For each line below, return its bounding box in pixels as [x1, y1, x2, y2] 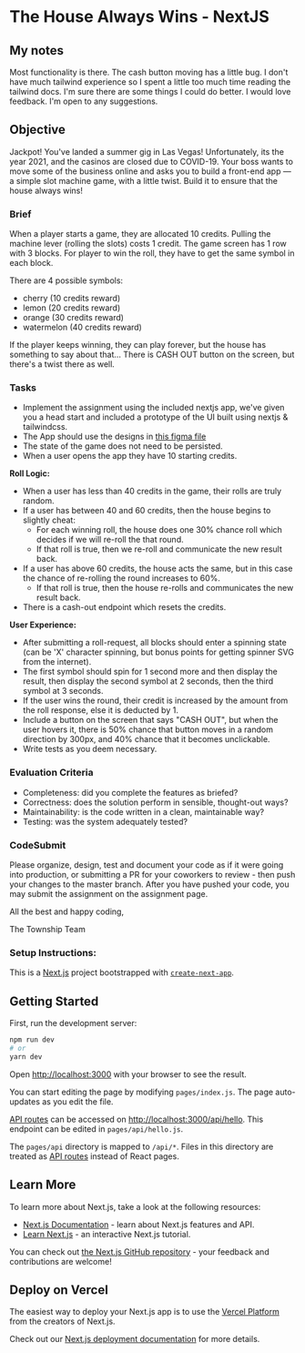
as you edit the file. [42, 1095, 114, 1107]
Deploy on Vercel [9, 1282, 109, 1297]
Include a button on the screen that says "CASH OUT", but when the [22, 715, 279, 726]
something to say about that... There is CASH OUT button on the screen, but [9, 349, 295, 361]
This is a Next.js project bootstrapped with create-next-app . [9, 967, 235, 978]
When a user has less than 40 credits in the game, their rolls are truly [22, 485, 282, 497]
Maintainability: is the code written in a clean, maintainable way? [22, 806, 265, 817]
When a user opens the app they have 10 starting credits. [22, 451, 238, 462]
